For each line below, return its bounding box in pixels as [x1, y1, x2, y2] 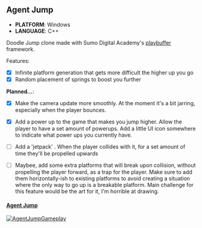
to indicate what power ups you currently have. [14, 131, 133, 138]
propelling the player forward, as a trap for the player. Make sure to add [14, 169, 193, 176]
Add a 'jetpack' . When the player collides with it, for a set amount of [14, 143, 186, 151]
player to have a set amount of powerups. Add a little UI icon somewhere [14, 125, 196, 132]
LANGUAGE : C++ [14, 27, 59, 34]
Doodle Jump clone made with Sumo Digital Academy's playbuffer [6, 39, 171, 46]
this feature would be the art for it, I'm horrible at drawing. [14, 187, 159, 195]
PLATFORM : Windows [14, 21, 71, 28]
